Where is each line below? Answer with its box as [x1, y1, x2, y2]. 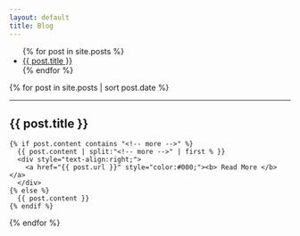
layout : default [9, 12, 70, 22]
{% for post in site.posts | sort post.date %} [9, 82, 170, 93]
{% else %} [9, 186, 50, 196]
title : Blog [9, 21, 54, 30]
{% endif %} [9, 202, 54, 211]
